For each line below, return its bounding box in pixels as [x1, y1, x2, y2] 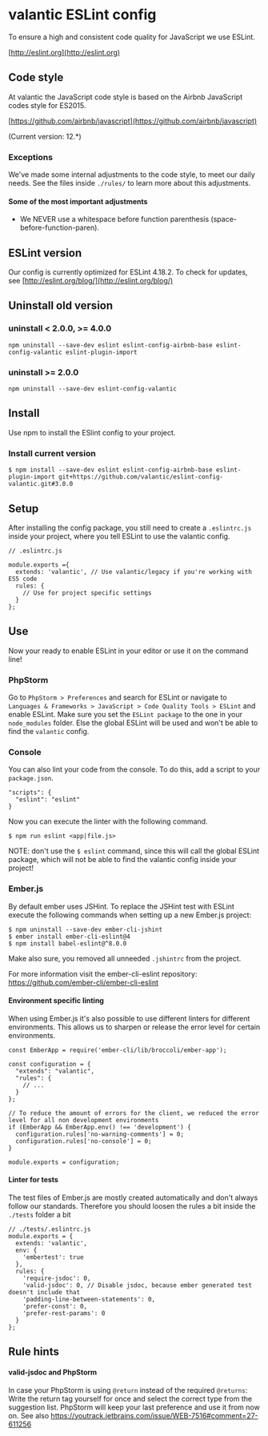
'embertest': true [22, 1253, 84, 1262]
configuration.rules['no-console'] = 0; [15, 1137, 152, 1145]
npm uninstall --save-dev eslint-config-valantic [8, 385, 178, 393]
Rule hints [8, 1345, 60, 1358]
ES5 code [8, 575, 38, 583]
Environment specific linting [8, 996, 104, 1005]
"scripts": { [8, 788, 52, 797]
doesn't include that [8, 1289, 81, 1297]
